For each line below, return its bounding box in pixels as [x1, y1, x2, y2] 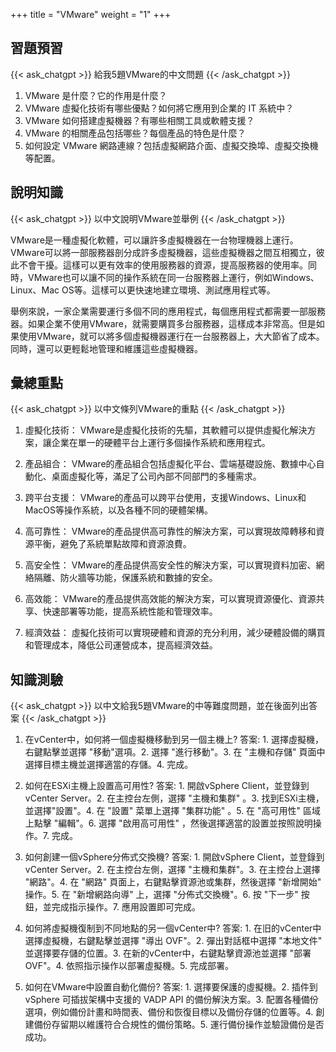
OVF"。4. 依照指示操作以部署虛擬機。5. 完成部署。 [24, 960, 234, 972]
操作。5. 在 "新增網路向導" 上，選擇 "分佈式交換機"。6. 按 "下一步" [24, 889, 299, 901]
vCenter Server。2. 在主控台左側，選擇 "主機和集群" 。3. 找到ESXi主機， [24, 792, 325, 804]
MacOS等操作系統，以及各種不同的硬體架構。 [24, 504, 213, 516]
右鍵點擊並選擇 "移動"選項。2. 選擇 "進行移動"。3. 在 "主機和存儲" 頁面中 [24, 746, 326, 758]
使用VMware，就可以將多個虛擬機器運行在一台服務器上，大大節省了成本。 [18, 330, 325, 342]
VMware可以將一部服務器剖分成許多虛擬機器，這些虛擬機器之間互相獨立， [10, 246, 317, 258]
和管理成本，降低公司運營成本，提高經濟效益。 [24, 639, 218, 651]
